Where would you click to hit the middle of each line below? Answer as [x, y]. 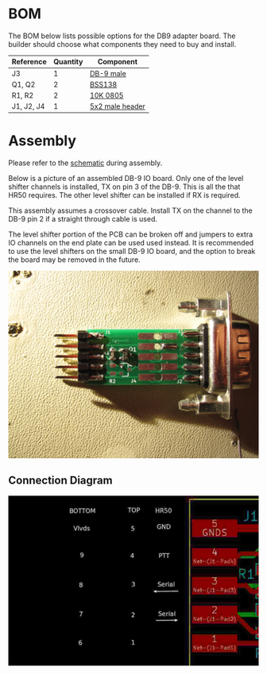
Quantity [68, 62]
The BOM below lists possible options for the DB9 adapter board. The [122, 36]
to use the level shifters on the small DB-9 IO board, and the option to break [132, 251]
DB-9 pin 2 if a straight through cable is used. [83, 218]
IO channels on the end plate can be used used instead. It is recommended [131, 242]
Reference [29, 62]
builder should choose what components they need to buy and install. [122, 44]
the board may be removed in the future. [74, 260]
